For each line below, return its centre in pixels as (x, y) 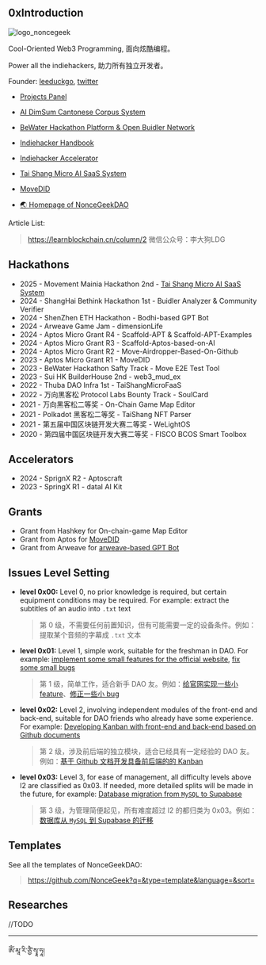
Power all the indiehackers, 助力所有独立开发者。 (88, 65)
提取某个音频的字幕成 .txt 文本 (90, 635)
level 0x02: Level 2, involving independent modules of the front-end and (139, 710)
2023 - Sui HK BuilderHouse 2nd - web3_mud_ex (100, 377)
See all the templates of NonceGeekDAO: (75, 864)
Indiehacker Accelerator (59, 158)
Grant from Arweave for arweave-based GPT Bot (99, 548)
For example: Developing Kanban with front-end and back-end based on (138, 727)
